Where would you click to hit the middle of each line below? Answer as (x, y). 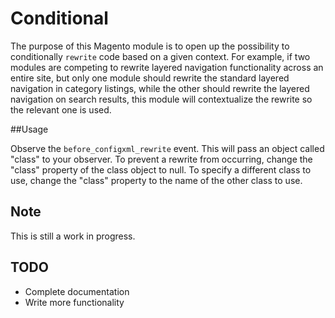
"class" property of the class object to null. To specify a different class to (161, 169)
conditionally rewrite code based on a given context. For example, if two (160, 56)
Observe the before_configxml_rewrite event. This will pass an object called (167, 148)
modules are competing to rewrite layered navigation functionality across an (167, 67)
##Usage (29, 129)
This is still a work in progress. (73, 236)
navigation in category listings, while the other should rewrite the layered (160, 88)
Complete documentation (77, 291)
